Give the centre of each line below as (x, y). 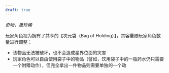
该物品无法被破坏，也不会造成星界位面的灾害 (59, 52)
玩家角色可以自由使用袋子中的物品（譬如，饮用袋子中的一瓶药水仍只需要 (88, 59)
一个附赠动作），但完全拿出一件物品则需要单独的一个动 (69, 65)
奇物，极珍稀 (19, 25)
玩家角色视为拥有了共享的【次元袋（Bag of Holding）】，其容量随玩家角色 (81, 35)
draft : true (18, 10)
